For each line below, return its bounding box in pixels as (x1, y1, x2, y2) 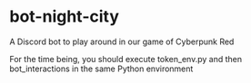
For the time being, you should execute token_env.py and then (9, 53, 243, 64)
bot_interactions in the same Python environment (9, 63, 194, 74)
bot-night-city (9, 6, 120, 27)
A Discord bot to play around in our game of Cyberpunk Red (9, 36, 235, 47)
